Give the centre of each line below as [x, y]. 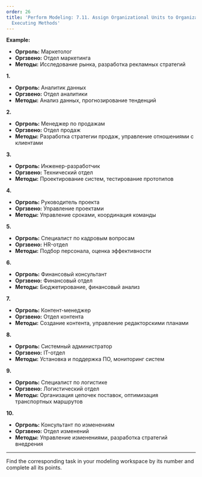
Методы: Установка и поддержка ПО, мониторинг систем [90, 359]
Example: [18, 40]
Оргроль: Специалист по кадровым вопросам [75, 239]
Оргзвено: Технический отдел [54, 172]
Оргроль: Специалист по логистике [61, 383]
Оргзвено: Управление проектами [59, 208]
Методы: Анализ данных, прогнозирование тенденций [85, 100]
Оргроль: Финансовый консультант [61, 275]
